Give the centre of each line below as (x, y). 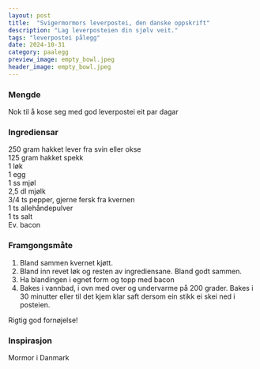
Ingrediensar (34, 132)
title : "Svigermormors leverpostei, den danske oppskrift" (109, 23)
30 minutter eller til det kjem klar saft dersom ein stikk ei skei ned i (127, 296)
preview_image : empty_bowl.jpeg (61, 60)
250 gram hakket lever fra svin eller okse (75, 149)
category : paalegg (38, 52)
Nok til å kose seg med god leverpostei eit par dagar (94, 112)
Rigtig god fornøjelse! (43, 320)
